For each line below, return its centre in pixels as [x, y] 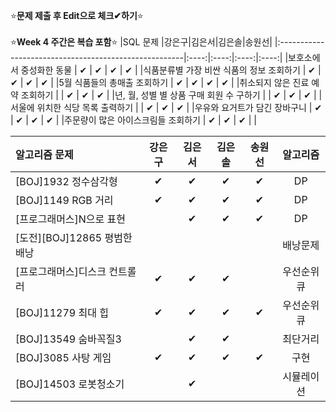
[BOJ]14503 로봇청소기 [70, 384]
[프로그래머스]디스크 [61, 271]
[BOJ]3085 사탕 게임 [63, 357]
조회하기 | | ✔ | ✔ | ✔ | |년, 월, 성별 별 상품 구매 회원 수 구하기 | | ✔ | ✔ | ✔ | [168, 95]
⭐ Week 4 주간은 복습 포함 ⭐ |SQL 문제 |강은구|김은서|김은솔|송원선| [141, 42]
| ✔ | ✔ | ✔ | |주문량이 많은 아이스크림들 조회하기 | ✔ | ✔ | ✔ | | [133, 120]
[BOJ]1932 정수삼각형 [66, 181]
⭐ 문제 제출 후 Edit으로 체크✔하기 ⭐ [77, 15]
